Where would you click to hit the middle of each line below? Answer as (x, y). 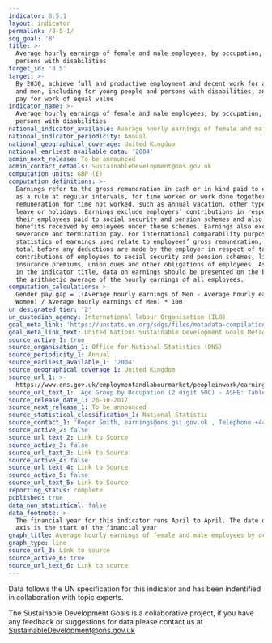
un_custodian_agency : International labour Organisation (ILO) (117, 317)
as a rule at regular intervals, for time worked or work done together (141, 196)
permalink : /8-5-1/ (41, 31)
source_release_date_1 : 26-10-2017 (68, 400)
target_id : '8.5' (38, 69)
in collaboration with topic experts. (66, 597)
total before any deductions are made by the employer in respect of (135, 249)
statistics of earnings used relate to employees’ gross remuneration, (139, 242)
